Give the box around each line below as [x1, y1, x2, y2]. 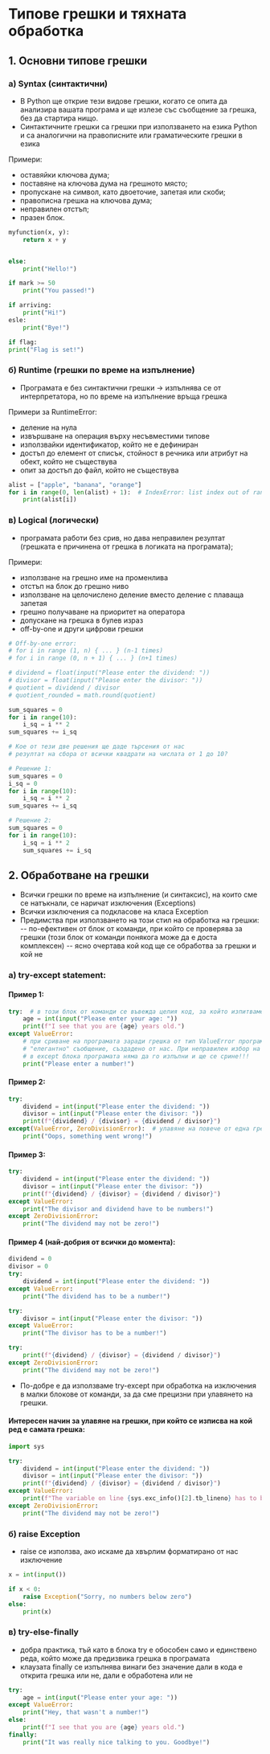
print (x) [22, 1608, 52, 1616]
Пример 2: [8, 1077, 46, 1087]
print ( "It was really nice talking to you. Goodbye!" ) [22, 1738, 211, 1746]
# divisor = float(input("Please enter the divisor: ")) [8, 677, 203, 685]
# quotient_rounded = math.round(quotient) [8, 691, 157, 699]
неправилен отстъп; [19, 204, 90, 214]
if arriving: [8, 301, 52, 309]
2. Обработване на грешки [8, 869, 149, 882]
